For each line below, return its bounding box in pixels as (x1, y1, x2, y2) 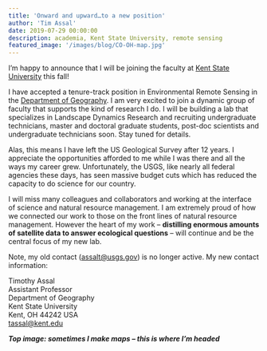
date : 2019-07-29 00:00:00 (8, 26, 98, 34)
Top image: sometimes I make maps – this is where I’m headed (8, 334, 221, 344)
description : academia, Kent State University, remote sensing (8, 34, 223, 42)
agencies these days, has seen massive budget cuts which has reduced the (8, 171, 257, 180)
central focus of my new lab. (8, 237, 102, 246)
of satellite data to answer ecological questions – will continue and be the (8, 228, 254, 238)
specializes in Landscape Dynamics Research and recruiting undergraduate (8, 112, 257, 122)
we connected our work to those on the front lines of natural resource (8, 211, 238, 221)
